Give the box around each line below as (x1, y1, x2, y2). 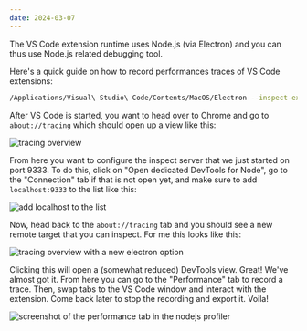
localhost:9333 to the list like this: (9, 183, 137, 194)
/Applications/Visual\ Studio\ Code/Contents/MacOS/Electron (9, 93, 248, 102)
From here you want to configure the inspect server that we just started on (9, 154, 290, 165)
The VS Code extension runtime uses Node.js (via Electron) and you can (9, 38, 281, 49)
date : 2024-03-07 (9, 13, 76, 23)
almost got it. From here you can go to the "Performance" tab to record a (9, 274, 283, 284)
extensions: (9, 75, 53, 87)
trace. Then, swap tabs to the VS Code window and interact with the (9, 284, 267, 295)
